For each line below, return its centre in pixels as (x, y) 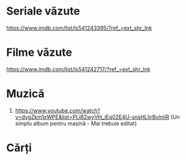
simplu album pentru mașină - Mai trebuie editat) (76, 123)
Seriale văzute (43, 11)
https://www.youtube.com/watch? (58, 110)
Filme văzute (39, 52)
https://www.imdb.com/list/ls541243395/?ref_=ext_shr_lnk (79, 28)
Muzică (25, 94)
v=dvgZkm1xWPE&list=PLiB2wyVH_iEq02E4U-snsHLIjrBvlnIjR (92, 117)
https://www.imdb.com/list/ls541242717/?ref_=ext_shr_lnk (78, 69)
